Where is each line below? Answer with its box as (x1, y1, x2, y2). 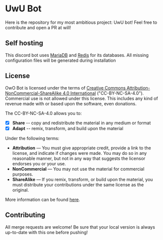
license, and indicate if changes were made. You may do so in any (12, 150, 147, 156)
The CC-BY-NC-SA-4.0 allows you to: (5, 110, 82, 116)
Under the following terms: (5, 135, 60, 141)
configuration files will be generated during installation (5, 57, 116, 63)
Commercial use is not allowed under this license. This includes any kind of (5, 95, 158, 101)
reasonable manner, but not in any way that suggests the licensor (12, 155, 146, 161)
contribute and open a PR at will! (5, 24, 72, 30)
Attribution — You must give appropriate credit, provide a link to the (12, 144, 152, 151)
